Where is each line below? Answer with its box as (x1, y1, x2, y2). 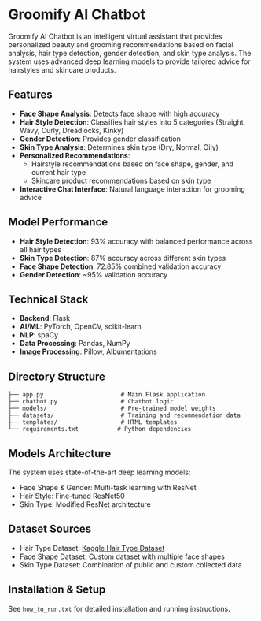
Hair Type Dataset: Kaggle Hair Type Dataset (19, 543, 165, 552)
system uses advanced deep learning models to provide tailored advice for (8, 57, 251, 66)
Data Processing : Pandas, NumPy (19, 339, 131, 348)
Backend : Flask (19, 314, 71, 323)
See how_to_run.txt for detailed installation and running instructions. (8, 604, 230, 613)
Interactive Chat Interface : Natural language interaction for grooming (19, 184, 245, 194)
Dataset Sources (8, 522, 92, 536)
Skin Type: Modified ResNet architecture (19, 500, 151, 509)
